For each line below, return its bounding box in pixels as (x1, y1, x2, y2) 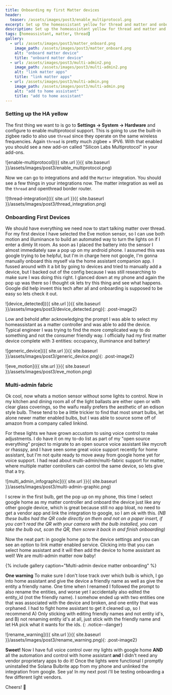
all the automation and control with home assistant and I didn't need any (5, 652, 158, 659)
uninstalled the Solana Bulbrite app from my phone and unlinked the (5, 663, 148, 669)
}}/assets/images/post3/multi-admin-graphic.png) (5, 484, 111, 490)
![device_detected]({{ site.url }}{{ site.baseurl (5, 301, 101, 307)
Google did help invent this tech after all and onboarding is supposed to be (5, 285, 163, 291)
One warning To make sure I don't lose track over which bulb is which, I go (5, 572, 164, 579)
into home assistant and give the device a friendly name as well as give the (5, 578, 163, 584)
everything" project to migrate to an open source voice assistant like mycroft (5, 441, 167, 447)
